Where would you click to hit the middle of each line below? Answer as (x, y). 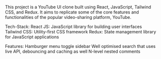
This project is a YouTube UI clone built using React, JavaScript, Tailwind (78, 7)
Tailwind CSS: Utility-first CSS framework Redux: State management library (80, 32)
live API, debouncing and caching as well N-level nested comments (73, 51)
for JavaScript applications (32, 37)
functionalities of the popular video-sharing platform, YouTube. (68, 17)
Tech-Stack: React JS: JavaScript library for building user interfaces (74, 27)
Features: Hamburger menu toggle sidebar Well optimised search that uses (80, 46)
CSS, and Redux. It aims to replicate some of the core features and (72, 12)
